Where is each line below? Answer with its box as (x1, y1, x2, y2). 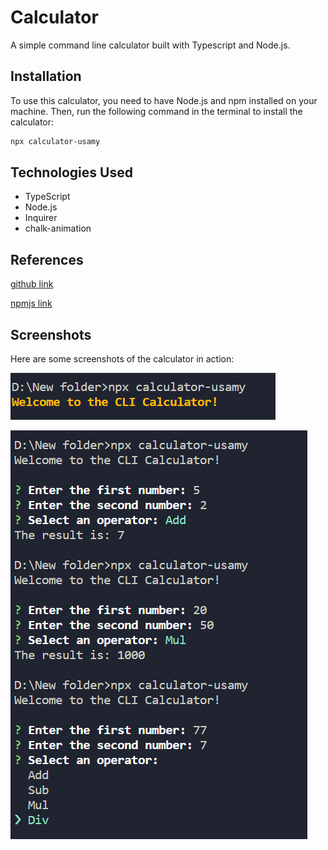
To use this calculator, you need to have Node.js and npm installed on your (10, 94, 318, 106)
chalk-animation (24, 222, 92, 235)
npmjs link (10, 297, 53, 310)
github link (10, 278, 54, 290)
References (10, 251, 84, 268)
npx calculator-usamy (10, 136, 101, 146)
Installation (10, 68, 82, 85)
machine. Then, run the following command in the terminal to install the (10, 105, 303, 117)
